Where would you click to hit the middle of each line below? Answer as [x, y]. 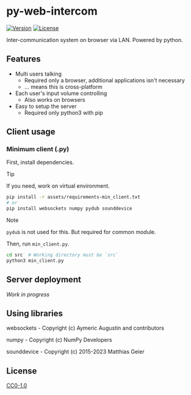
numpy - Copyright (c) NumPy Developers [59, 340]
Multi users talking [38, 74]
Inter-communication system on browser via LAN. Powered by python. [95, 40]
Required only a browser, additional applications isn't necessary [104, 80]
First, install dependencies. [40, 162]
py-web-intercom [52, 11]
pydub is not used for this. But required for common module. [81, 232]
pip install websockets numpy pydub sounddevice [69, 208]
